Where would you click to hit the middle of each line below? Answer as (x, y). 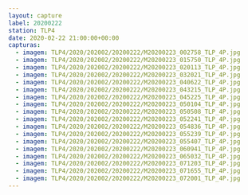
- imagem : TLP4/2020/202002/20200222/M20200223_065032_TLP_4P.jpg (128, 156)
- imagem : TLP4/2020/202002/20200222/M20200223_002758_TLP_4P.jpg (128, 53)
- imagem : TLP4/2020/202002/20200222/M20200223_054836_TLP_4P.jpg (128, 127)
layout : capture (35, 16)
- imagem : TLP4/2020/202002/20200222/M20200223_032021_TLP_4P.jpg (128, 75)
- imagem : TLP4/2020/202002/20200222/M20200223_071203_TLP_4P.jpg (128, 164)
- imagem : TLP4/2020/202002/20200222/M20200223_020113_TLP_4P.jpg (128, 68)
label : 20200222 (35, 23)
